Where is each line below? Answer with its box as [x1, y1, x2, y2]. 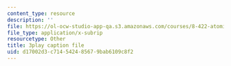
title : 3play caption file [7, 42, 85, 49]
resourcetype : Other [7, 36, 67, 43]
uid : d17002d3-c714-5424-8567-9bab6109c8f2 [7, 49, 134, 56]
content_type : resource [7, 10, 76, 17]
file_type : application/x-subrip [7, 29, 103, 36]
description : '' [7, 16, 54, 23]
